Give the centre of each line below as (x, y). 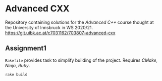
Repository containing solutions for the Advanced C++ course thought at (80, 22)
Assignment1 (26, 48)
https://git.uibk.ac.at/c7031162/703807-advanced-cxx (60, 33)
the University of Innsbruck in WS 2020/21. (49, 27)
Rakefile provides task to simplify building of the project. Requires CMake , (81, 60)
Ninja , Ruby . (18, 65)
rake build (16, 75)
